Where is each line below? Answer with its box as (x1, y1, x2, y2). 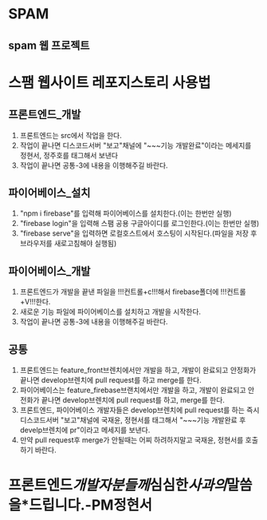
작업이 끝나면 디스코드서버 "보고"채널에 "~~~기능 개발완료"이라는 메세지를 (19, 141, 252, 150)
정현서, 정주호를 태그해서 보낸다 (19, 150, 118, 160)
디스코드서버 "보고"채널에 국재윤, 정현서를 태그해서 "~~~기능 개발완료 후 (19, 415, 246, 425)
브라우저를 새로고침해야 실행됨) (19, 239, 117, 248)
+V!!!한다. (19, 297, 51, 307)
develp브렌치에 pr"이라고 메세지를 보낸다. (19, 425, 151, 435)
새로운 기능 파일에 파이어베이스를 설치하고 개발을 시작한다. (19, 307, 202, 316)
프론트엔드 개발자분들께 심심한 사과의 (8, 476, 227, 494)
